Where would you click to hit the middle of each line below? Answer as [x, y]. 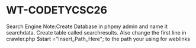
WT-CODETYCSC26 [57, 10]
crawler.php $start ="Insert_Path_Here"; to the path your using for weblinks [98, 39]
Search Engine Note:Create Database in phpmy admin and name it [87, 26]
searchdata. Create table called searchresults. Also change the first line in [96, 32]
